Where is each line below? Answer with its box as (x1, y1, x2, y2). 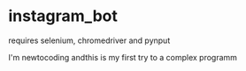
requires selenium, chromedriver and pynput (8, 35, 171, 46)
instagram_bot (8, 6, 119, 26)
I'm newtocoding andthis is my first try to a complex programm (8, 52, 238, 62)
